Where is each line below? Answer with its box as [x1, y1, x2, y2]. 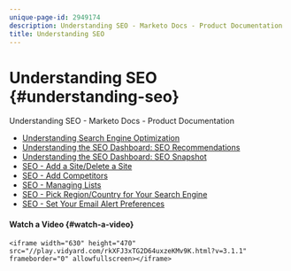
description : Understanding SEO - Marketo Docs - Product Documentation [9, 21, 283, 30]
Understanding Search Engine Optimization [21, 133, 180, 143]
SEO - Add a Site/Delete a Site [21, 161, 133, 172]
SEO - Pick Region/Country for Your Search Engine [21, 190, 208, 200]
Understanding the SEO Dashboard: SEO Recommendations [21, 143, 241, 153]
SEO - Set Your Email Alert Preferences [21, 198, 165, 209]
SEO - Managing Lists [21, 180, 102, 190]
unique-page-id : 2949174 [9, 12, 101, 22]
